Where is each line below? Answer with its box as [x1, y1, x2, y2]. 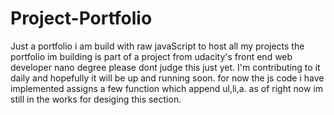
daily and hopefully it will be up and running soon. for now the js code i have [10, 72, 325, 84]
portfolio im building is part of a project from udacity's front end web [10, 50, 293, 62]
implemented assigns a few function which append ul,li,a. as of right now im [10, 82, 323, 94]
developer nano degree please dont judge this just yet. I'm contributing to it [10, 61, 321, 73]
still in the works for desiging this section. [10, 93, 182, 105]
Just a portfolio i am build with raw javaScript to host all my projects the [10, 40, 305, 52]
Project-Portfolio [10, 7, 153, 30]
